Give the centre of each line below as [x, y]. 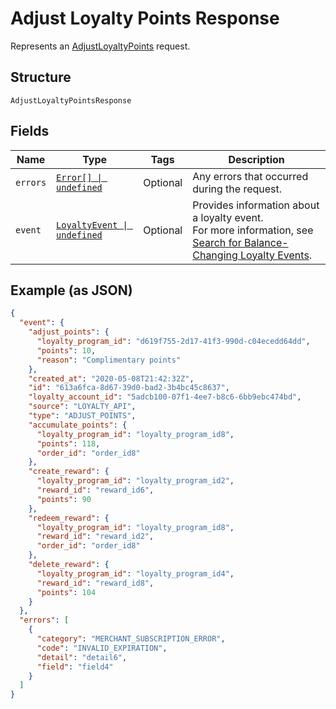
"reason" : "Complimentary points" [109, 360]
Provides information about [256, 205]
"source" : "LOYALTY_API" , [82, 407]
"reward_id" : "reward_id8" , [95, 583]
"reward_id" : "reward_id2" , [95, 537]
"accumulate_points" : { [78, 425]
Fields [30, 131]
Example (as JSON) [71, 290]
